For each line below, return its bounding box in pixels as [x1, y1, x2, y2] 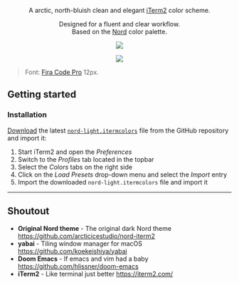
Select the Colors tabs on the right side [17, 162, 133, 171]
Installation [7, 110, 48, 120]
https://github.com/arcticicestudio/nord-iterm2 [17, 232, 155, 240]
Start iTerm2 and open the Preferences [17, 147, 132, 156]
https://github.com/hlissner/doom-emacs [17, 261, 139, 270]
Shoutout [7, 205, 50, 217]
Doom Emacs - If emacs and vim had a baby [17, 254, 149, 263]
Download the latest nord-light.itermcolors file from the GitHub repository [7, 126, 229, 135]
